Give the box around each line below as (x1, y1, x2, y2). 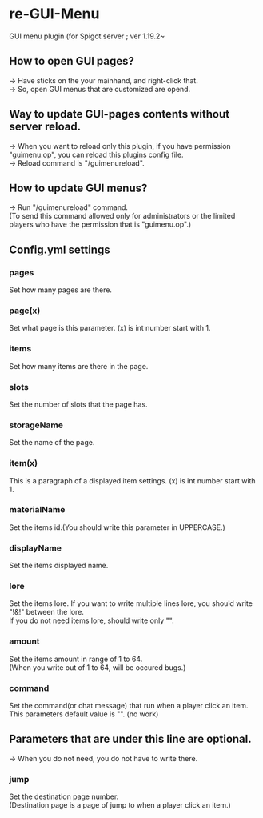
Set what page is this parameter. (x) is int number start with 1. (9, 323, 211, 333)
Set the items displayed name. (9, 561, 109, 571)
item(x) (9, 458, 38, 469)
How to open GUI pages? (9, 54, 135, 68)
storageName (9, 419, 63, 431)
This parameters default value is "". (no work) (9, 709, 159, 719)
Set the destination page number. (9, 792, 119, 801)
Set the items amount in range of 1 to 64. (9, 654, 143, 664)
